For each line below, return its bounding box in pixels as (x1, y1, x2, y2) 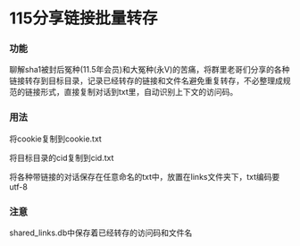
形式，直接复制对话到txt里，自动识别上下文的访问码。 (39, 87, 238, 98)
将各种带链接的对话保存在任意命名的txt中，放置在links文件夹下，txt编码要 (9, 171, 280, 182)
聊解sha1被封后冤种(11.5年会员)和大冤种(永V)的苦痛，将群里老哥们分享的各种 (9, 64, 290, 75)
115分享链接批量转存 (9, 8, 158, 29)
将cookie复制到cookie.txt (9, 133, 103, 144)
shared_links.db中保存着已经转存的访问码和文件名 (9, 227, 193, 238)
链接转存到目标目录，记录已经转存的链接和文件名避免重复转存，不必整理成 (9, 75, 283, 86)
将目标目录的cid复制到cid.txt (9, 152, 114, 163)
